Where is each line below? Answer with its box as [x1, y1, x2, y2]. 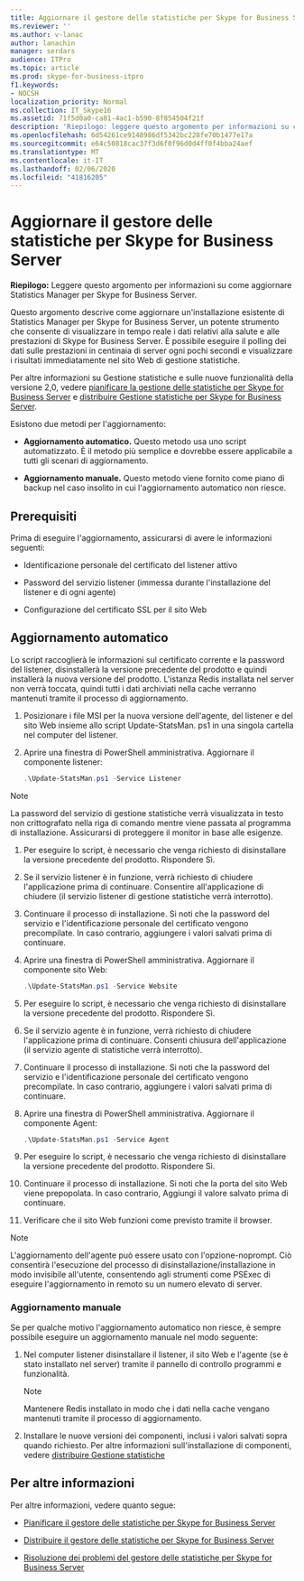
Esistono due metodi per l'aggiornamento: [10, 419, 166, 430]
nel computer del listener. [23, 729, 118, 740]
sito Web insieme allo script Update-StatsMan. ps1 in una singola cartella [23, 720, 294, 730]
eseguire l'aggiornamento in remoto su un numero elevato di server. [10, 1279, 263, 1289]
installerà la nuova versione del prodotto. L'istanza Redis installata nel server [10, 674, 294, 684]
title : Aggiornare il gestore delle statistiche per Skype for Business [10, 13, 290, 23]
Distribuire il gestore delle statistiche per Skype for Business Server [23, 1534, 275, 1545]
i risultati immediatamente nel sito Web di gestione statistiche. [10, 355, 241, 366]
